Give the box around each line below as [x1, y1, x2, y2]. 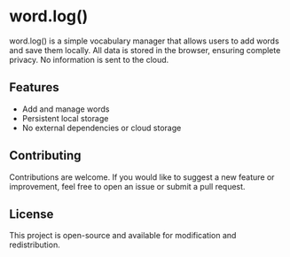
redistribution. [9, 239, 60, 250]
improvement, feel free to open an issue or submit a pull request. [9, 181, 246, 191]
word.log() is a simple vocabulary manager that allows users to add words [9, 35, 279, 46]
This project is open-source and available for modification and [9, 230, 237, 241]
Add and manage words [21, 104, 110, 114]
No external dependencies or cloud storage [21, 122, 182, 133]
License [9, 206, 54, 222]
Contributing [9, 148, 82, 163]
